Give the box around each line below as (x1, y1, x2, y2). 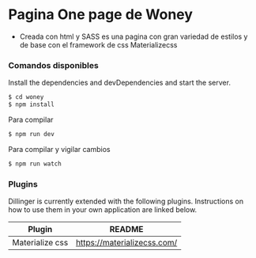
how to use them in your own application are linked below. (8, 205, 198, 214)
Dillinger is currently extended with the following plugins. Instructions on (8, 196, 243, 207)
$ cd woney (8, 93, 44, 101)
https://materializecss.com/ (75, 237, 178, 249)
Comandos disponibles (8, 59, 99, 70)
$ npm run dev (8, 130, 55, 138)
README (109, 224, 144, 235)
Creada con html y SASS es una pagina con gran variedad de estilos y (19, 32, 248, 41)
